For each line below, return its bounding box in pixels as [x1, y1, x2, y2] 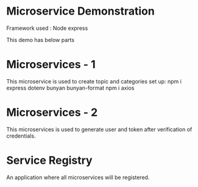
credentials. [6, 132, 36, 139]
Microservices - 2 [6, 105, 98, 119]
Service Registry [6, 153, 93, 167]
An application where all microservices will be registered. [6, 174, 150, 181]
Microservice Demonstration [6, 4, 155, 18]
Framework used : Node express [6, 24, 88, 32]
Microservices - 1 [6, 58, 96, 71]
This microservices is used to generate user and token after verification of [6, 125, 193, 133]
